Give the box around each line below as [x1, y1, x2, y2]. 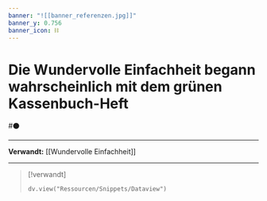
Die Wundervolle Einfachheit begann [8, 60, 256, 79]
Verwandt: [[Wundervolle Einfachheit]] [8, 147, 137, 157]
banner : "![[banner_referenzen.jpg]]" [8, 11, 137, 20]
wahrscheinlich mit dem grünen [8, 77, 222, 95]
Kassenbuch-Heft [8, 95, 129, 112]
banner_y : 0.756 [8, 19, 62, 27]
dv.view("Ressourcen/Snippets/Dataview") [27, 185, 167, 193]
